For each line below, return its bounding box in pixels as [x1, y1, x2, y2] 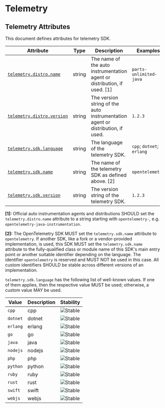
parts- [132, 67, 147, 72]
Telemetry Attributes [5, 23, 70, 31]
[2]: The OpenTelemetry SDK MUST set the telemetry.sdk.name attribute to [5, 231, 157, 236]
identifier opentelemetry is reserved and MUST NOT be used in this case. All [5, 257, 159, 262]
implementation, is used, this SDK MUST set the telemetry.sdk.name [5, 241, 143, 247]
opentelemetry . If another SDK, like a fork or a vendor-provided [5, 236, 133, 241]
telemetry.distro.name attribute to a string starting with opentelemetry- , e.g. [5, 216, 160, 222]
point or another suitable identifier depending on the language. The [5, 252, 141, 257]
